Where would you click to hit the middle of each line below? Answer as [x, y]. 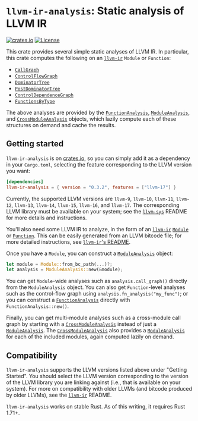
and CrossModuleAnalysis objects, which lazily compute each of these [91, 119]
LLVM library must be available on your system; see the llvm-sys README [97, 211]
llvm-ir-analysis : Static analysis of [95, 11]
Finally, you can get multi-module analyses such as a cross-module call [93, 318]
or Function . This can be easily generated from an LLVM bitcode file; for [94, 235]
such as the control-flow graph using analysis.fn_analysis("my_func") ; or [97, 294]
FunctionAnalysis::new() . [38, 306]
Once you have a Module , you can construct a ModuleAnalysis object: [90, 253]
